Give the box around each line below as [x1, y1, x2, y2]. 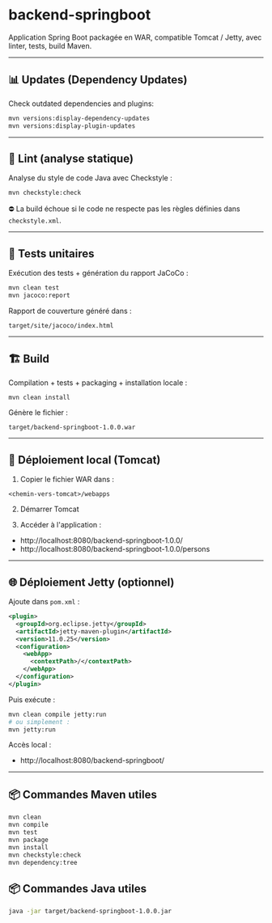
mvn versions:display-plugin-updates [8, 121, 136, 130]
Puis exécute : [8, 694, 56, 705]
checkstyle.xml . [8, 216, 62, 226]
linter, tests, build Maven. [8, 40, 92, 50]
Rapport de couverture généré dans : [8, 306, 132, 315]
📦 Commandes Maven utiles [8, 787, 158, 802]
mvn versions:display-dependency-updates [8, 114, 151, 122]
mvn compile [8, 821, 49, 829]
